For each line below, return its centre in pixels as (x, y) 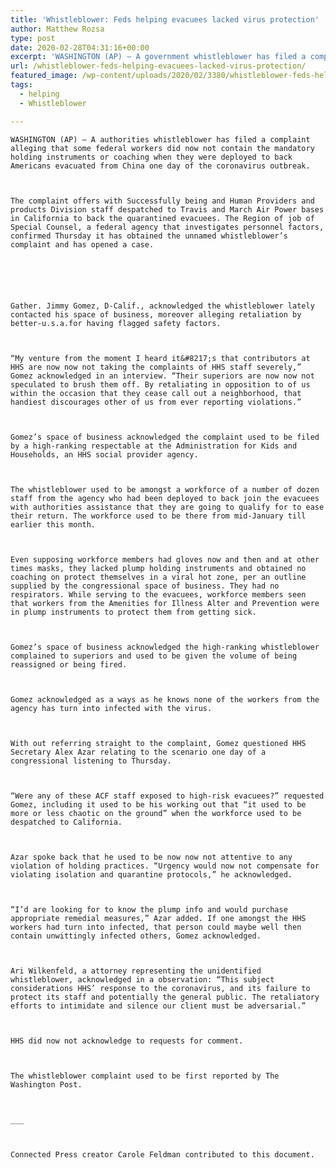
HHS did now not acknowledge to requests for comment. (127, 1041)
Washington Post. (46, 1084)
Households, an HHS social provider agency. (104, 454)
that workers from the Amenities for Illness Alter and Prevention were (165, 603)
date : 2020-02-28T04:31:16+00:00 (80, 47)
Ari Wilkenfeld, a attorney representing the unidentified (136, 971)
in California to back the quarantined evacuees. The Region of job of (162, 218)
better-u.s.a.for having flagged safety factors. (116, 323)
